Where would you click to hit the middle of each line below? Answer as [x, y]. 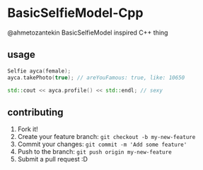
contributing [35, 112]
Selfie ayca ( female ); [39, 71]
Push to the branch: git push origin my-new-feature [94, 152]
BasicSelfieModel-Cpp [75, 13]
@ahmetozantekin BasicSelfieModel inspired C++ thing [88, 32]
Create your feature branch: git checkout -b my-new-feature [106, 137]
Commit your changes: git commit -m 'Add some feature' [102, 144]
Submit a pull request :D [53, 159]
